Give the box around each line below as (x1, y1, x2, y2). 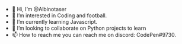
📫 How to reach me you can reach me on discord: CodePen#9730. (11, 32, 177, 38)
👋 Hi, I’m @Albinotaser (11, 6, 67, 12)
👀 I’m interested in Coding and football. (11, 12, 107, 19)
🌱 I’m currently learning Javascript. (11, 18, 98, 25)
